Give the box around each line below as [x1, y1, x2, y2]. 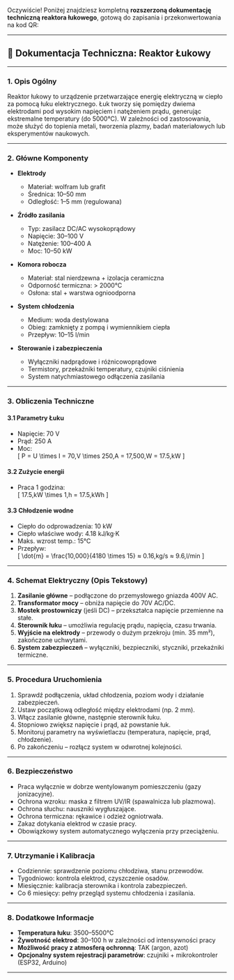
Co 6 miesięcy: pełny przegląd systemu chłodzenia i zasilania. [17, 889, 196, 898]
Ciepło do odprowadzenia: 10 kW [17, 521, 113, 530]
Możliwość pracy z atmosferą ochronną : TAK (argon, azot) [17, 944, 189, 952]
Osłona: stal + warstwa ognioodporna [27, 289, 136, 297]
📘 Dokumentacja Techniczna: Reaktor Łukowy [7, 47, 211, 59]
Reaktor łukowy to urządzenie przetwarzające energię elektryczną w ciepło [7, 92, 223, 101]
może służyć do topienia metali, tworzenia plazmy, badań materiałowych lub [7, 122, 226, 131]
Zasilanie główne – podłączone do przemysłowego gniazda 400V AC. [17, 591, 218, 600]
